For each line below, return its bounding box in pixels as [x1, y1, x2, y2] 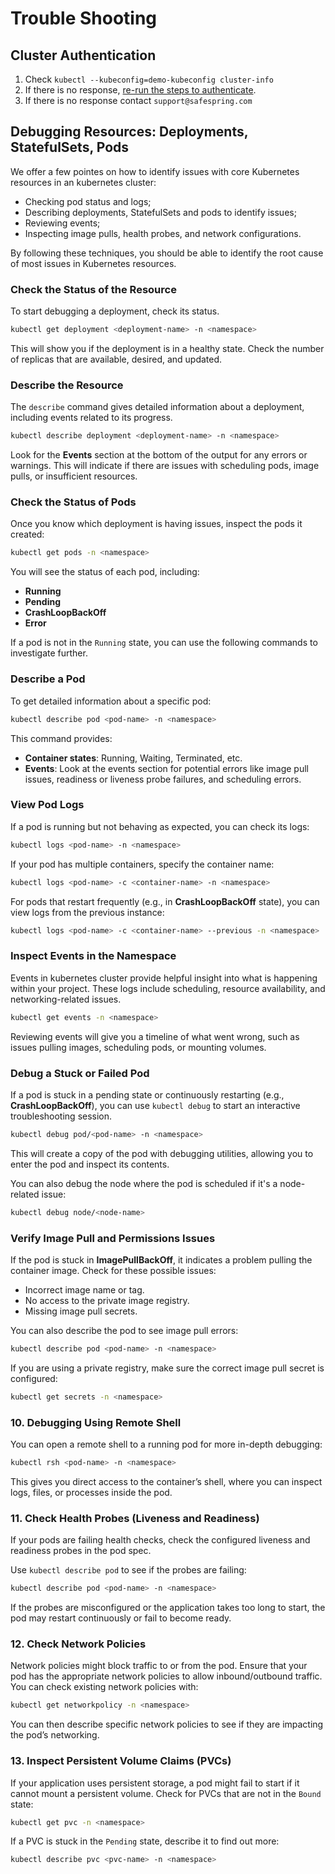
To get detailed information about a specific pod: [10, 695, 212, 707]
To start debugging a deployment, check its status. [10, 305, 220, 317]
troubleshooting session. [10, 1110, 113, 1122]
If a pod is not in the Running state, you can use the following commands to [10, 637, 318, 649]
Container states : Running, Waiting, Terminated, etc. [24, 752, 243, 764]
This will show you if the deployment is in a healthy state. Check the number [10, 342, 325, 354]
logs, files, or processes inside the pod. [10, 1486, 173, 1498]
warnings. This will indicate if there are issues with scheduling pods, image [10, 460, 320, 472]
